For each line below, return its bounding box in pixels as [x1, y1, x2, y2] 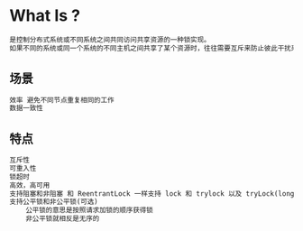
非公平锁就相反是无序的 [25, 214, 100, 224]
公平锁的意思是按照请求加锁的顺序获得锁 [25, 206, 153, 215]
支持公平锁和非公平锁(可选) [9, 198, 99, 207]
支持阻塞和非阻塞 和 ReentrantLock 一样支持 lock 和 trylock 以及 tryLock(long [9, 189, 295, 199]
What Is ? [9, 5, 81, 26]
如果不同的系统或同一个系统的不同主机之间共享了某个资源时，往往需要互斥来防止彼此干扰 [9, 43, 291, 52]
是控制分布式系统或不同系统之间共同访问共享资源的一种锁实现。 [9, 35, 211, 44]
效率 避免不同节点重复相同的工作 [9, 96, 115, 105]
